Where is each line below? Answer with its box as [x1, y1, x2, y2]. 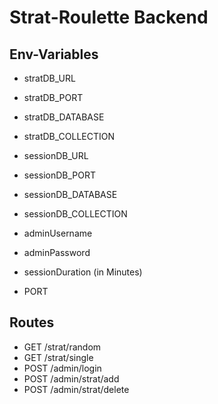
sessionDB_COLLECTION [23, 208, 128, 220]
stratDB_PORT [23, 92, 84, 103]
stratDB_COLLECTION [23, 131, 116, 142]
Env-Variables [9, 46, 99, 63]
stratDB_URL [23, 72, 76, 84]
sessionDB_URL [23, 150, 89, 161]
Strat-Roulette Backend [9, 6, 209, 29]
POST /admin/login [23, 362, 102, 374]
